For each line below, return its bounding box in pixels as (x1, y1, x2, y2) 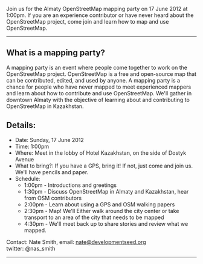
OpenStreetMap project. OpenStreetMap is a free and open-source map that (6, 70, 197, 78)
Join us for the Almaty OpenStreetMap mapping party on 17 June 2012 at (6, 5, 188, 12)
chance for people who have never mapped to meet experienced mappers (6, 83, 192, 90)
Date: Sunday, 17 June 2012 (14, 136, 85, 143)
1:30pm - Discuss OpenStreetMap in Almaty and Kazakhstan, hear (24, 188, 189, 195)
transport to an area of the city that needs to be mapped (24, 214, 164, 221)
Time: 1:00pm (14, 143, 50, 150)
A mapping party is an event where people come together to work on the (6, 64, 187, 71)
